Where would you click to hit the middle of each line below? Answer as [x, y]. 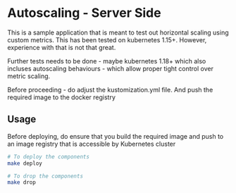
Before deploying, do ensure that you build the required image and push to [116, 136]
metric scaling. [29, 76]
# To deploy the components [49, 156]
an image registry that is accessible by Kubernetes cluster [92, 144]
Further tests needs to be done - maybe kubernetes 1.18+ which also [107, 61]
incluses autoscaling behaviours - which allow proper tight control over [110, 68]
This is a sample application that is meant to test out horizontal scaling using [118, 32]
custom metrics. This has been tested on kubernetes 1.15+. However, [107, 39]
